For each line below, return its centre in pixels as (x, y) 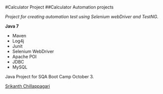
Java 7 (12, 26)
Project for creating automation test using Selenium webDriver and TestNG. (82, 16)
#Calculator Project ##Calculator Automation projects (60, 7)
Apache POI (24, 57)
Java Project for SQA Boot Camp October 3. (50, 77)
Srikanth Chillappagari (28, 86)
